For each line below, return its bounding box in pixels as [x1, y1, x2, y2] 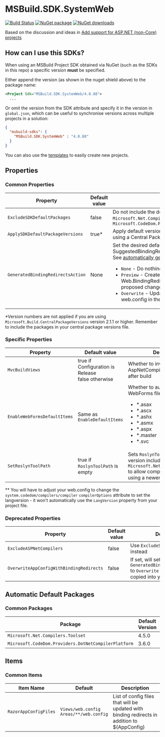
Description [121, 684, 149, 691]
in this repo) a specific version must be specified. [5, 67, 106, 73]
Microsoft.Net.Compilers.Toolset [7, 633, 86, 638]
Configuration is [78, 363, 115, 370]
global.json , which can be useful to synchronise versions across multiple [5, 110, 154, 116]
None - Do [121, 265, 144, 272]
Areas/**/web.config [60, 711, 108, 717]
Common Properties [5, 181, 55, 188]
